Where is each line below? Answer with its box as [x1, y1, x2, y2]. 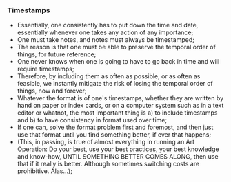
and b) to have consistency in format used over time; [17, 116, 168, 124]
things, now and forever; [17, 87, 88, 95]
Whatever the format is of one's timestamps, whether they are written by [17, 94, 224, 102]
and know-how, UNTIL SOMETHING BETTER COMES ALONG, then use [17, 152, 219, 161]
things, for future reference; [17, 50, 97, 58]
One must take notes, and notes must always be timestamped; [17, 36, 194, 44]
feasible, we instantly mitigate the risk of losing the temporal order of [17, 80, 214, 88]
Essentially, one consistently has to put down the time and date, [17, 21, 199, 30]
